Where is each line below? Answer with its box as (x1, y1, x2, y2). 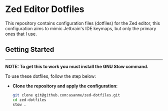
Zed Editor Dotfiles (5, 4, 84, 15)
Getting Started (5, 45, 54, 54)
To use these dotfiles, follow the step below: (5, 73, 96, 79)
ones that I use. (5, 31, 37, 37)
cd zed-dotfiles (12, 97, 46, 102)
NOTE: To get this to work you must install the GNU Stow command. (5, 63, 148, 69)
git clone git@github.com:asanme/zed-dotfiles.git (12, 92, 120, 97)
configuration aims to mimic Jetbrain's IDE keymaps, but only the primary (5, 25, 156, 31)
